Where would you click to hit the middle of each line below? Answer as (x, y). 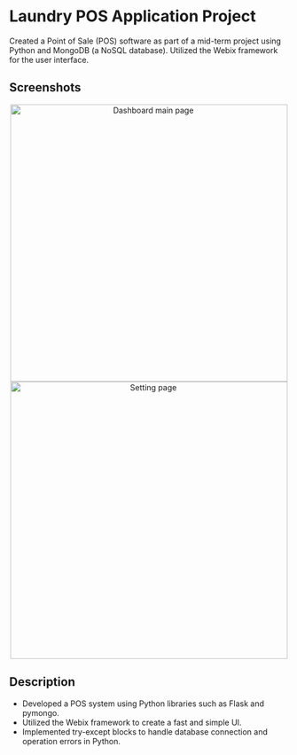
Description (42, 682)
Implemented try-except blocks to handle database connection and (145, 731)
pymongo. (40, 712)
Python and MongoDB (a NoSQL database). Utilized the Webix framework (144, 50)
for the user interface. (49, 59)
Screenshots (45, 87)
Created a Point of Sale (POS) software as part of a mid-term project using (145, 41)
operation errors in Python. (71, 741)
